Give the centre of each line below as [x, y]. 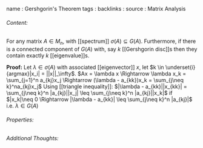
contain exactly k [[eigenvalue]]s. [48, 56]
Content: [17, 22]
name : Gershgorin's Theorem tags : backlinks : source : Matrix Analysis [96, 9]
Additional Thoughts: [32, 138]
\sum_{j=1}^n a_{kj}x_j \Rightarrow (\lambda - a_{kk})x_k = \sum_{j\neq [95, 80]
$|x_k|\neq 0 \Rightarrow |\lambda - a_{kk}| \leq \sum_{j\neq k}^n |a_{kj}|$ [99, 99]
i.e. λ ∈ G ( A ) [22, 106]
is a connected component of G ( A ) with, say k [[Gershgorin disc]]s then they [102, 49]
